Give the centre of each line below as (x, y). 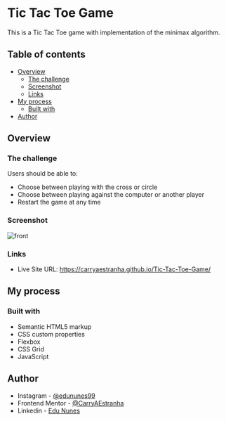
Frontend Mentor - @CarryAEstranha (71, 403)
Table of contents (46, 54)
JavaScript (33, 356)
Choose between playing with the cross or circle (87, 187)
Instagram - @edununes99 (56, 396)
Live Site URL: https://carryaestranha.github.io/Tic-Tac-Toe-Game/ (114, 269)
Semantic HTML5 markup (54, 326)
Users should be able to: (43, 174)
